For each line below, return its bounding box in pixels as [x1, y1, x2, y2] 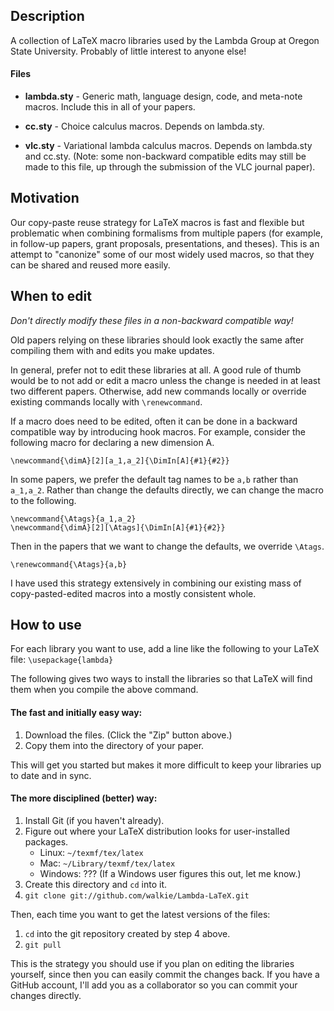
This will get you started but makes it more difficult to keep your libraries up [10, 759, 322, 771]
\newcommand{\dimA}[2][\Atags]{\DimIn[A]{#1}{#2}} [10, 522, 226, 533]
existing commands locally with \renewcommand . [10, 395, 203, 408]
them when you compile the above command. [10, 684, 199, 696]
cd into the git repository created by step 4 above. [24, 927, 231, 939]
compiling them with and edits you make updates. [10, 344, 215, 356]
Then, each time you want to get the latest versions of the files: [10, 908, 271, 920]
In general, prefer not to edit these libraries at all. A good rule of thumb [10, 364, 302, 376]
